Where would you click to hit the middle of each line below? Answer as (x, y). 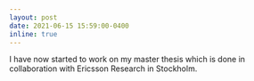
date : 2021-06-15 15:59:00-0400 (69, 26)
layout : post (33, 17)
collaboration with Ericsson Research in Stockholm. (103, 69)
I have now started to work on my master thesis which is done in (127, 60)
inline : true (33, 34)
